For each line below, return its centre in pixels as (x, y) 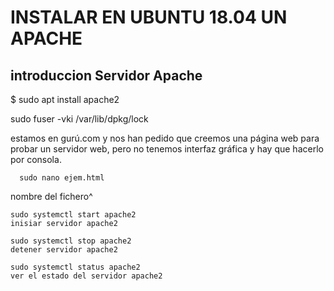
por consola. (36, 159)
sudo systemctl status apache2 (75, 267)
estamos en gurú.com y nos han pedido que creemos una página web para (165, 138)
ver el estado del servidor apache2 (86, 276)
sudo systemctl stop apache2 (71, 241)
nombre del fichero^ (51, 196)
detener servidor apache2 (64, 250)
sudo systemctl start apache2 (73, 215)
